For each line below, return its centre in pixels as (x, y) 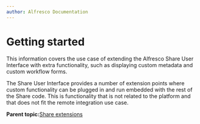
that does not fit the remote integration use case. (67, 102)
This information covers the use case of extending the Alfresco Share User (100, 59)
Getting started (46, 41)
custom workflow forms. (37, 71)
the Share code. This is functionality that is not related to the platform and (98, 96)
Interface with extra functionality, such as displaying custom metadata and (100, 65)
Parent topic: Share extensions (45, 114)
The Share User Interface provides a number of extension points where (95, 83)
